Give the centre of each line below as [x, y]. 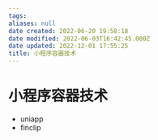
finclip [30, 127]
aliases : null [32, 23]
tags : [17, 16]
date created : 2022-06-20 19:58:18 [68, 31]
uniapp [32, 119]
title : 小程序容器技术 [43, 53]
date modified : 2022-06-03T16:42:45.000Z [79, 38]
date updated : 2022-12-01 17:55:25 [68, 46]
